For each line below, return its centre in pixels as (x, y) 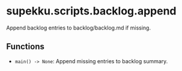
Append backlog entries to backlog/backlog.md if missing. (79, 28)
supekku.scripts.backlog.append (91, 11)
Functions (26, 47)
